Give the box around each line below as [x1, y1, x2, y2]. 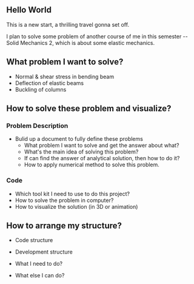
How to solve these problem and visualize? [6, 103, 172, 114]
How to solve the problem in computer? [15, 197, 114, 204]
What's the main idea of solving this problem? [24, 148, 139, 155]
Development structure [15, 248, 73, 255]
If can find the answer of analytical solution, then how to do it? [24, 155, 180, 162]
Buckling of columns [15, 86, 67, 93]
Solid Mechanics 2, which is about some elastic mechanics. [6, 39, 155, 46]
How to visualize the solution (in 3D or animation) [15, 203, 138, 210]
